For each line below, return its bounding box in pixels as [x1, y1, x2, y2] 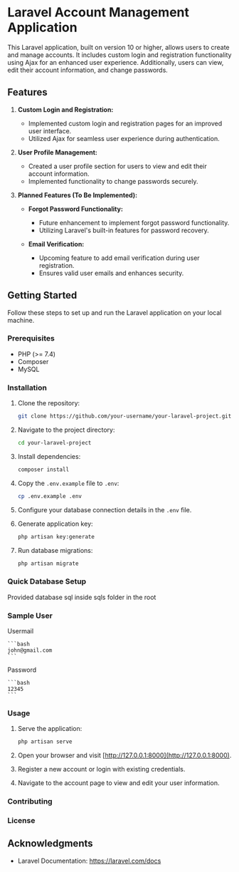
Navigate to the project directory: [17, 425, 115, 435]
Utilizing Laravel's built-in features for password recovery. [38, 226, 210, 234]
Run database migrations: [17, 546, 93, 554]
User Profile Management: [17, 147, 98, 157]
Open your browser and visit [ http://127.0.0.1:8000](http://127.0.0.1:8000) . [17, 751, 232, 759]
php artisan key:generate [17, 533, 95, 540]
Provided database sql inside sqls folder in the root [7, 593, 156, 601]
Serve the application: [17, 725, 83, 733]
